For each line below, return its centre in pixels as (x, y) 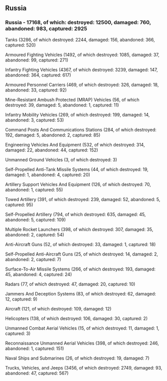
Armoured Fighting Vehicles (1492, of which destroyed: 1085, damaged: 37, (82, 54)
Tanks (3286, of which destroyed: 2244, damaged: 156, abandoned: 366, (80, 39)
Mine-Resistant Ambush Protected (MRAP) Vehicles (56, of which (72, 99)
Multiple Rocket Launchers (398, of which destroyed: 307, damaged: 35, (79, 229)
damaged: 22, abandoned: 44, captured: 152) (52, 150)
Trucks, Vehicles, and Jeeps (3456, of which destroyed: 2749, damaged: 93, (84, 367)
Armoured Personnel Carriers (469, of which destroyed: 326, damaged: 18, (82, 84)
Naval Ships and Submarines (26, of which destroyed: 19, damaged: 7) (77, 358)
